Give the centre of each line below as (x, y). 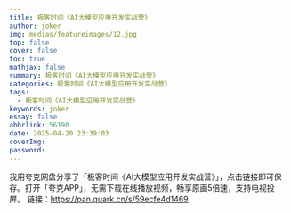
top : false (29, 42)
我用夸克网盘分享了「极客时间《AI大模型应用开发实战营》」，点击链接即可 (141, 176)
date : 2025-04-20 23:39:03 (59, 134)
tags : (19, 92)
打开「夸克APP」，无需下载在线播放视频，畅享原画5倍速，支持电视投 (150, 187)
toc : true (28, 59)
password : (28, 150)
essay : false (33, 117)
